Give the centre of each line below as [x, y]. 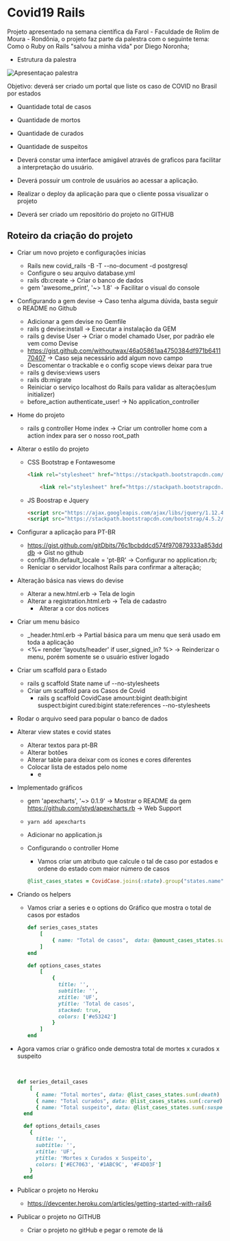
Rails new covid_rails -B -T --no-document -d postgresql [107, 265]
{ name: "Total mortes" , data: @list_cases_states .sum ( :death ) [128, 1095]
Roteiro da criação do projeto [70, 236]
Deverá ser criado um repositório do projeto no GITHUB [95, 214]
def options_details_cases [62, 1126]
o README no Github [47, 308]
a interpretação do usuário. [55, 167]
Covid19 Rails [46, 13]
